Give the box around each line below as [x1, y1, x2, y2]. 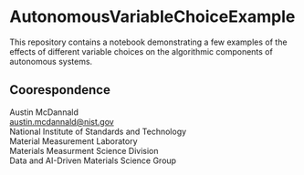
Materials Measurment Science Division [9, 145, 159, 156]
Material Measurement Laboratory [9, 135, 139, 147]
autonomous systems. [9, 56, 93, 67]
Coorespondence [9, 82, 111, 98]
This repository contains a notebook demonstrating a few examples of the [9, 36, 288, 47]
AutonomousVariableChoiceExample [9, 6, 296, 27]
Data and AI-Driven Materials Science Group [9, 155, 176, 166]
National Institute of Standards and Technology [9, 126, 187, 137]
